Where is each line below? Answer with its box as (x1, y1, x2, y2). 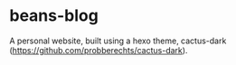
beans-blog (9, 5, 99, 26)
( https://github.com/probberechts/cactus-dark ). (9, 44, 188, 55)
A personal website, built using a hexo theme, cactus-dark (9, 35, 227, 46)
